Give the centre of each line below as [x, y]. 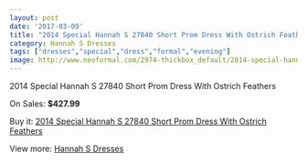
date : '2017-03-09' [47, 26]
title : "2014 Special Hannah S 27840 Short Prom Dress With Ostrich [143, 35]
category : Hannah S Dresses [63, 43]
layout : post [34, 18]
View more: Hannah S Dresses [67, 148]
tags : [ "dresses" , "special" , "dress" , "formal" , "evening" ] [120, 52]
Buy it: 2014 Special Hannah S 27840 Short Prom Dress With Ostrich [138, 121]
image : [22, 60]
